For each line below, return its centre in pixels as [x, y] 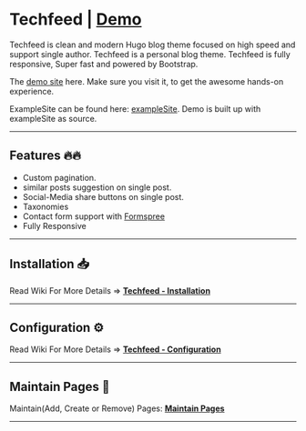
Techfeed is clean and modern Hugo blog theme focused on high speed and [153, 45]
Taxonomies [46, 206]
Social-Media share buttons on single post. [103, 196]
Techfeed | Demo [76, 20]
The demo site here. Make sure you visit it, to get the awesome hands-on [147, 81]
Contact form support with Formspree [94, 216]
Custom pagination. [60, 177]
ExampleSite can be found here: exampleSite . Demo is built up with [135, 108]
